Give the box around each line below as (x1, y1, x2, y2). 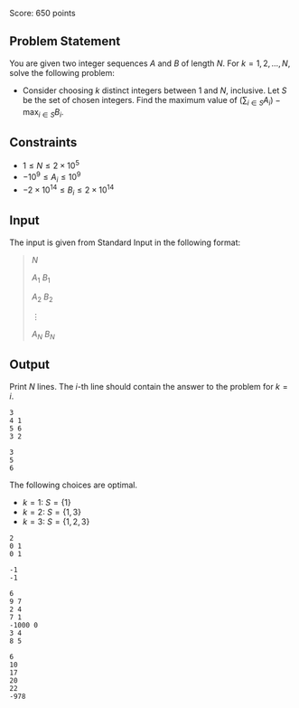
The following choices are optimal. (9, 479, 138, 490)
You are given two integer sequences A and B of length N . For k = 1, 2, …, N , (9, 58, 291, 69)
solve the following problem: (9, 67, 116, 78)
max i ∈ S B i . (22, 106, 64, 119)
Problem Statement (9, 33, 121, 49)
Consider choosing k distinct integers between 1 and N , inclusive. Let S (22, 85, 287, 96)
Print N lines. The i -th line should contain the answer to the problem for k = (9, 381, 288, 392)
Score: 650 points (9, 8, 76, 18)
